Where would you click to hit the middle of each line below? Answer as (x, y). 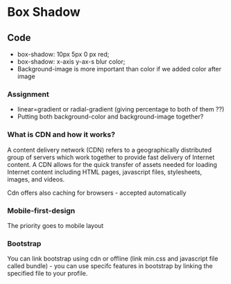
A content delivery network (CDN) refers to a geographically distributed (109, 150)
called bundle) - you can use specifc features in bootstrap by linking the (110, 266)
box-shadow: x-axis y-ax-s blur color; (71, 62)
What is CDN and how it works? (61, 134)
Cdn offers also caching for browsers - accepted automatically (97, 193)
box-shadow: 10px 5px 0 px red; (63, 54)
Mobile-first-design (41, 211)
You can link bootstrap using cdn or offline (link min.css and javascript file (113, 259)
